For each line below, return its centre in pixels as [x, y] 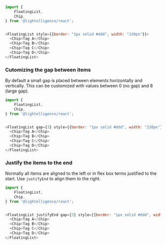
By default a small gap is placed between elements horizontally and [74, 81]
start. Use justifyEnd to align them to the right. [53, 179]
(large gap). [17, 91]
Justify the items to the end [39, 163]
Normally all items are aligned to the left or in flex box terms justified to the [81, 173]
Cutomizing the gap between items [48, 70]
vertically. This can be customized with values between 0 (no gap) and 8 [79, 86]
